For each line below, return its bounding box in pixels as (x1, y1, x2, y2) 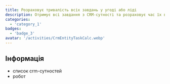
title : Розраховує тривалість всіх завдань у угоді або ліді (5, 7, 137, 13)
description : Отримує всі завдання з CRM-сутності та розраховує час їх (5, 12, 162, 17)
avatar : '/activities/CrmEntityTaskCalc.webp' (5, 36, 105, 41)
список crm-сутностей (12, 68, 62, 74)
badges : (5, 26, 22, 31)
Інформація (5, 54, 45, 63)
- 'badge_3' (10, 31, 35, 36)
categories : (5, 17, 30, 22)
